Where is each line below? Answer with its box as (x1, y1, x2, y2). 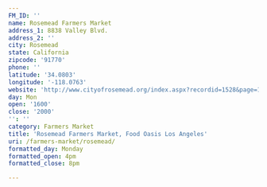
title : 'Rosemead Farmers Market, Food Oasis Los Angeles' (8, 130, 208, 138)
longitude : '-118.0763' (8, 78, 87, 86)
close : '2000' (8, 108, 56, 116)
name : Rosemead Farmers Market (8, 19, 112, 27)
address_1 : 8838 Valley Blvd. (8, 26, 109, 34)
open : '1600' (8, 100, 52, 108)
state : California (8, 49, 69, 56)
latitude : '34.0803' (8, 71, 77, 79)
